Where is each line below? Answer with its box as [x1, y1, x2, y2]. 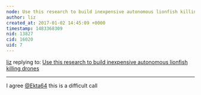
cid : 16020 [6, 36, 33, 42]
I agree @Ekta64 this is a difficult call [6, 82, 98, 89]
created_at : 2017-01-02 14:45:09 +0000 [6, 20, 106, 26]
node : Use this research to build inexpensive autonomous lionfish [6, 8, 178, 15]
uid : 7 [6, 42, 23, 48]
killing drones [6, 65, 39, 72]
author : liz [6, 14, 36, 20]
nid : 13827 [6, 31, 33, 37]
